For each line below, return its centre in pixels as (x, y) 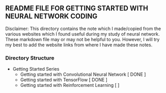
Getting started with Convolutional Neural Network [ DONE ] (83, 74)
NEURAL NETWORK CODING (51, 17)
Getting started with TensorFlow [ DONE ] (64, 80)
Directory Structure (30, 58)
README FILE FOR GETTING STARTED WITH (77, 8)
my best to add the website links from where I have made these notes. (79, 45)
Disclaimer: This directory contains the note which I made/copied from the (83, 28)
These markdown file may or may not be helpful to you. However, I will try (82, 39)
